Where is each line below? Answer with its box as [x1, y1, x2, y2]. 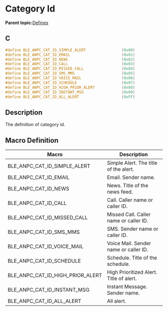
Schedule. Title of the [106, 254, 157, 261]
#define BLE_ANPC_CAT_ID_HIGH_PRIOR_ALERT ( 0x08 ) [5, 85, 135, 90]
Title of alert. [106, 275, 137, 282]
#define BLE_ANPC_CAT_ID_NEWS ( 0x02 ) [5, 57, 135, 62]
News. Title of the [106, 182, 148, 189]
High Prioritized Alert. [106, 269, 157, 275]
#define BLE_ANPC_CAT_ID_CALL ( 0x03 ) [5, 61, 135, 67]
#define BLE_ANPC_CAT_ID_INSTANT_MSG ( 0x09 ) [5, 89, 135, 94]
